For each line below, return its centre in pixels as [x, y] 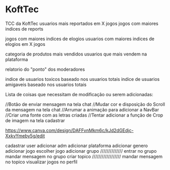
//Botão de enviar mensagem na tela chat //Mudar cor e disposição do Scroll [85, 104]
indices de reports [24, 29]
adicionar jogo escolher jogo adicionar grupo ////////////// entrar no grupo [81, 151]
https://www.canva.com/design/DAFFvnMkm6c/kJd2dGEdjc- [70, 130]
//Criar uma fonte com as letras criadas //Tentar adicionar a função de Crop [84, 115]
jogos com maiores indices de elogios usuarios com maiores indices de [80, 39]
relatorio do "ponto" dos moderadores [45, 69]
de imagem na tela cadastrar [35, 120]
